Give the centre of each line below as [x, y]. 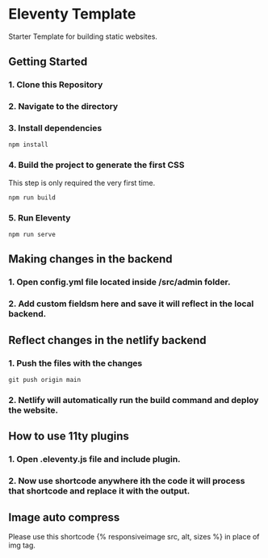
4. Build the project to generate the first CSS [96, 165]
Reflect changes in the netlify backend [108, 340]
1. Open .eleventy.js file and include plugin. [94, 459]
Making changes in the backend [90, 259]
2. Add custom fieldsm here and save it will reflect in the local [131, 304]
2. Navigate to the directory [63, 107]
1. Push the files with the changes [75, 363]
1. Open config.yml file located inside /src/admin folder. [119, 282]
